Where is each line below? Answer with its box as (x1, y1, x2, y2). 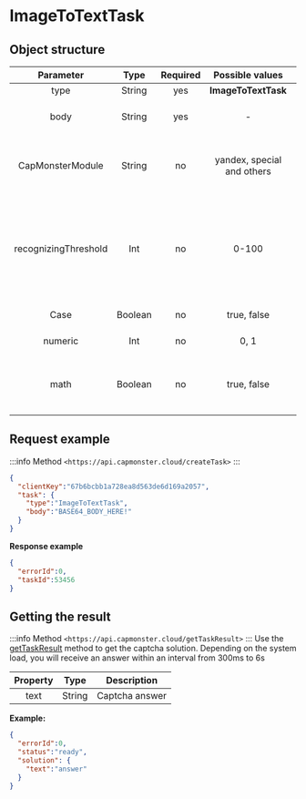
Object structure (9, 42, 106, 57)
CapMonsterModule (17, 159, 104, 171)
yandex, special (214, 154, 282, 166)
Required (160, 69, 201, 81)
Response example (9, 540, 84, 551)
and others (224, 165, 271, 178)
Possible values (213, 69, 284, 81)
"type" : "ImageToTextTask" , (25, 498, 128, 508)
